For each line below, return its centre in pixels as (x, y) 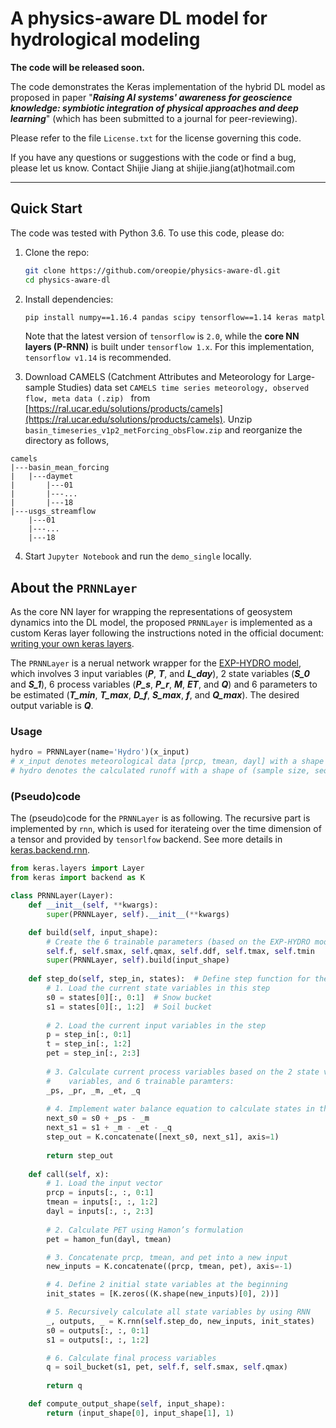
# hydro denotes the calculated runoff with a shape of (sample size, (160, 771)
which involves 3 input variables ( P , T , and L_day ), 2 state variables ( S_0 (160, 674)
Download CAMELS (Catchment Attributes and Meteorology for (155, 377)
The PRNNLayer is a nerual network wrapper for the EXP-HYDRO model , (156, 663)
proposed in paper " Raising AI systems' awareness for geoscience (151, 97)
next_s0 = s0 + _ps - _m (98, 1118)
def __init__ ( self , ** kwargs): (93, 905)
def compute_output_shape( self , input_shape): (127, 1404)
